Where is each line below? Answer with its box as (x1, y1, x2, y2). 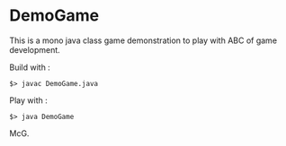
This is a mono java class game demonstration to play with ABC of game (9, 35, 277, 46)
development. (9, 44, 60, 55)
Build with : (9, 62, 51, 73)
